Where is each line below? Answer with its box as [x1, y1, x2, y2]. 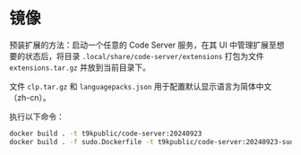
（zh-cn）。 [9, 91, 51, 103]
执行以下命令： [9, 111, 64, 122]
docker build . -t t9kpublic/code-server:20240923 [9, 129, 202, 138]
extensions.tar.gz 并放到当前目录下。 [9, 62, 150, 73]
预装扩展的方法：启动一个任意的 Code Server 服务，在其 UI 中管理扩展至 [9, 39, 277, 50]
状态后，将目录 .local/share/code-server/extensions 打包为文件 [24, 50, 264, 61]
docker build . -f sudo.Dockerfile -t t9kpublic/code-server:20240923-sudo [9, 137, 298, 146]
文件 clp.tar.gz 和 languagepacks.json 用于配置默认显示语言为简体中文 [9, 81, 272, 91]
